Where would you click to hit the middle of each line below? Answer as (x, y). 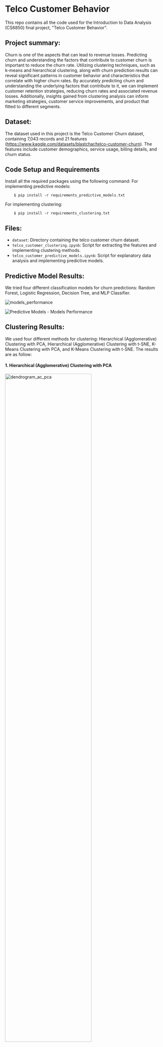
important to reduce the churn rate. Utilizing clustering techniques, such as (80, 65)
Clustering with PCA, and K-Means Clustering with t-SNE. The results (89, 349)
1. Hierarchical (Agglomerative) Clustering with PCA (58, 365)
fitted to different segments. (33, 106)
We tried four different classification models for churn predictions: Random (80, 288)
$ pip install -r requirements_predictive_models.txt (69, 195)
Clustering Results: (35, 327)
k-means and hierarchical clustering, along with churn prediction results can (81, 70)
